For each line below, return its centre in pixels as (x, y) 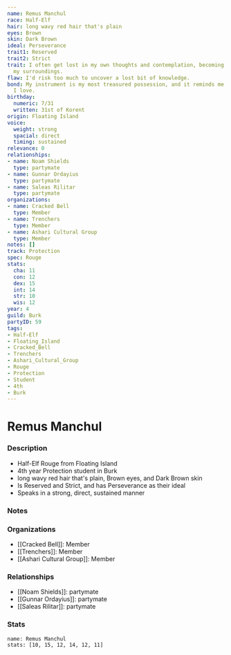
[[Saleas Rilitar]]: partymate (56, 607)
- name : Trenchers (34, 219)
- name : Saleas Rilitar (41, 187)
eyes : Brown (24, 33)
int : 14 (25, 290)
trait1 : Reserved (32, 53)
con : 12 (25, 277)
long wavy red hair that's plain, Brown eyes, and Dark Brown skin (110, 478)
